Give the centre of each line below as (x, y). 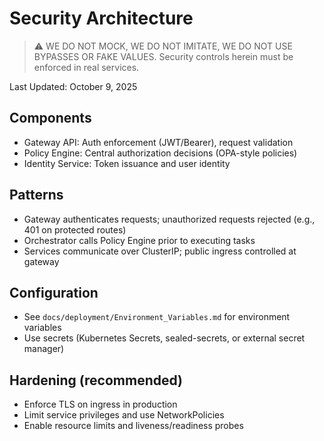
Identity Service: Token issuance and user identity (127, 163)
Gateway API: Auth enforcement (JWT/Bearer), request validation (158, 142)
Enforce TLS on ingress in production (100, 404)
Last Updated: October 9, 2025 (73, 86)
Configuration (54, 292)
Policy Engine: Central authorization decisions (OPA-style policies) (160, 153)
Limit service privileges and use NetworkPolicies (124, 415)
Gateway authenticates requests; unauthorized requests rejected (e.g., (169, 219)
